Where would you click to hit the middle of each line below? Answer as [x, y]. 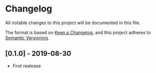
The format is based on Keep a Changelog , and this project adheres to [78, 32]
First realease [27, 65]
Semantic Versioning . [27, 38]
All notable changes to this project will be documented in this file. [73, 23]
